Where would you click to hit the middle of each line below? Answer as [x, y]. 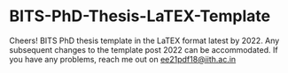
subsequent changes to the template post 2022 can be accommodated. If [144, 49]
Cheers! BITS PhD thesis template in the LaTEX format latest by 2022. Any [144, 40]
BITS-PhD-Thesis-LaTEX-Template [140, 16]
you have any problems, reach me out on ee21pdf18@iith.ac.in [123, 59]
